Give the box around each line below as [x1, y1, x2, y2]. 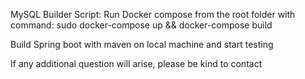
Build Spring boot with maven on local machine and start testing [10, 39, 274, 50]
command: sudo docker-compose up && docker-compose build [10, 19, 273, 31]
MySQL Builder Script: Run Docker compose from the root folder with [10, 9, 296, 20]
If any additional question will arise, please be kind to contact [10, 58, 263, 69]
